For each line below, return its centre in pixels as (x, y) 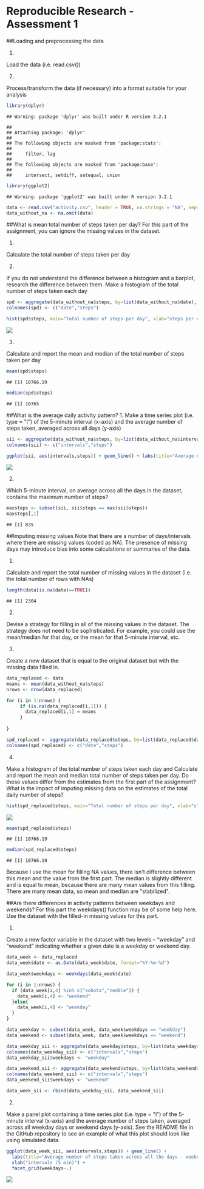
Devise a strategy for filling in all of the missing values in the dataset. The (98, 624)
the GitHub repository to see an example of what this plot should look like (98, 1133)
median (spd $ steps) (29, 393)
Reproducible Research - (70, 11)
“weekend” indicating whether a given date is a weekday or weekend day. (99, 946)
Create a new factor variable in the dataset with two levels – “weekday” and (101, 940)
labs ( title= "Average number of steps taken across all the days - (97, 1157)
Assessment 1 (42, 24)
